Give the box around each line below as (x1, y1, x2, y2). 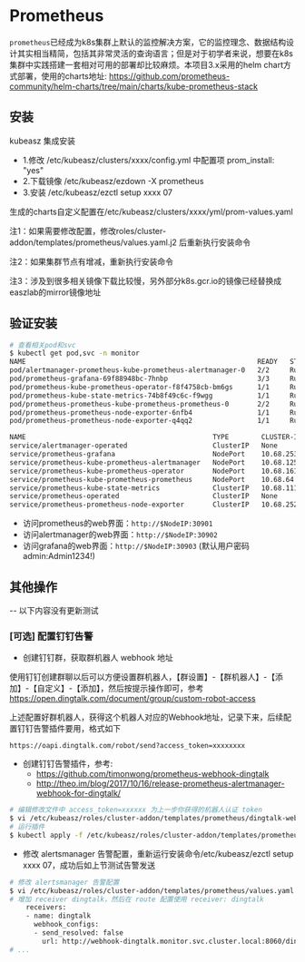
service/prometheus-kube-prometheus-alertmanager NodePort (9, 457, 246, 467)
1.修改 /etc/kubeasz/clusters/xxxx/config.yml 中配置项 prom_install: (22, 154, 275, 165)
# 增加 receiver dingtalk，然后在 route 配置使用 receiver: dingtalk (9, 895, 265, 904)
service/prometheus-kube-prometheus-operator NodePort (9, 466, 246, 476)
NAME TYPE (9, 433, 230, 442)
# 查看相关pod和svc (9, 340, 76, 349)
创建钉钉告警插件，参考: (22, 759, 113, 770)
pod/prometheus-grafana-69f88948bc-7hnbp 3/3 (9, 374, 271, 384)
